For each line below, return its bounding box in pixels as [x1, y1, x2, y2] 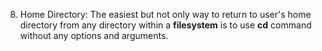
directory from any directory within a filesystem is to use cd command [19, 19, 312, 31]
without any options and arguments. [19, 30, 169, 41]
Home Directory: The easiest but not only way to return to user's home [19, 9, 312, 20]
